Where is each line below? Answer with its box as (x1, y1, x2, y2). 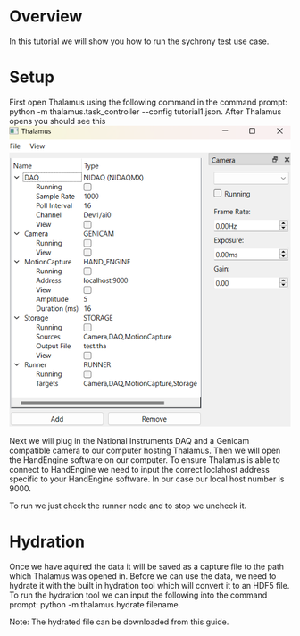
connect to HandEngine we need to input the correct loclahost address (9, 464, 270, 475)
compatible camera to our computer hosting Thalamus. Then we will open (9, 445, 281, 456)
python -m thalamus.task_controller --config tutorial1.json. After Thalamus (9, 105, 282, 117)
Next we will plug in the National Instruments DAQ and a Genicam (9, 436, 250, 447)
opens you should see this (9, 115, 106, 126)
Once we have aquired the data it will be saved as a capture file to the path (9, 561, 284, 573)
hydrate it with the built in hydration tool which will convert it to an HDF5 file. (9, 581, 290, 591)
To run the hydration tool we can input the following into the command (9, 590, 268, 600)
